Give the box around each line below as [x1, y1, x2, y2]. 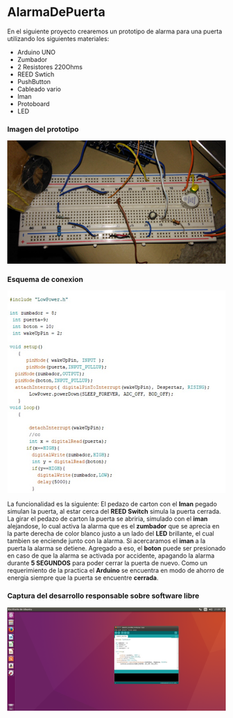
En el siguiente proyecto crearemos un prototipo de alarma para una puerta [7, 27, 223, 35]
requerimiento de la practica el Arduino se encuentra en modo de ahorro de [7, 567, 225, 575]
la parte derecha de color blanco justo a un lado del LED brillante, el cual [7, 529, 214, 538]
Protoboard [17, 99, 50, 108]
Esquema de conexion [7, 274, 83, 284]
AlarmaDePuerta [7, 4, 105, 20]
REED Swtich [17, 70, 55, 78]
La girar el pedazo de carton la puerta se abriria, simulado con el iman [7, 515, 208, 523]
